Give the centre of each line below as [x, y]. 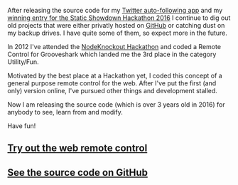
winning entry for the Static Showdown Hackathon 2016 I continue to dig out [119, 18]
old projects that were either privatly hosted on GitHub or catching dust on [116, 25]
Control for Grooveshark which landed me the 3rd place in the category [112, 54]
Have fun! [22, 126]
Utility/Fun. [23, 62]
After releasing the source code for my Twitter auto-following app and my [115, 10]
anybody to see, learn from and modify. [65, 112]
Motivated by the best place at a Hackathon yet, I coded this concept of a [115, 75]
